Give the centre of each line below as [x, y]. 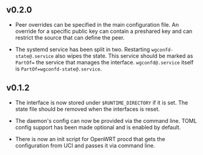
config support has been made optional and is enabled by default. [98, 127]
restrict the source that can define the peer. [70, 37]
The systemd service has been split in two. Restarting [83, 49]
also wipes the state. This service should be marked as [124, 56]
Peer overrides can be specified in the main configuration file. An [97, 24]
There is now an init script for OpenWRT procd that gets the [90, 139]
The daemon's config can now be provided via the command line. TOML [106, 120]
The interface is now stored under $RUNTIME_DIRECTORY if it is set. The [101, 102]
